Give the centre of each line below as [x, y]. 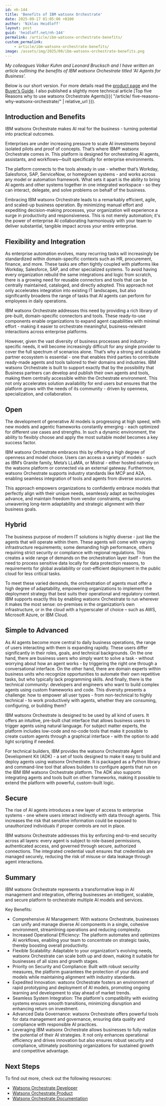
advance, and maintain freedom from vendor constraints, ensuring [73, 498]
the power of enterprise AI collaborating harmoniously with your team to [79, 221]
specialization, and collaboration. [39, 394]
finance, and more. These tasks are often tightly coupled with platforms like [82, 264]
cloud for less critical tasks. [33, 574]
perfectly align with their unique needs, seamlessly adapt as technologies [80, 493]
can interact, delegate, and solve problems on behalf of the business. [76, 190]
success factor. [21, 442]
